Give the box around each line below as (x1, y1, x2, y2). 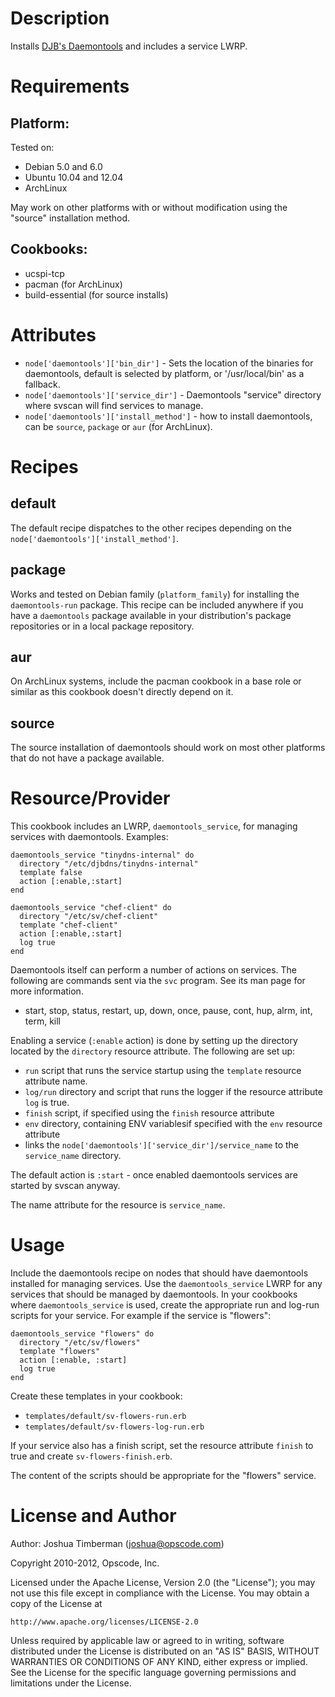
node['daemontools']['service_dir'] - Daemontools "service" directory (24, 388, 322, 401)
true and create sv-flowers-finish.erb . (10, 1450, 173, 1462)
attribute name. (24, 1075, 88, 1087)
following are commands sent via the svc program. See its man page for (10, 975, 306, 987)
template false (19, 868, 83, 878)
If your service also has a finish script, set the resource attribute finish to (10, 1440, 314, 1451)
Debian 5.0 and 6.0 (24, 160, 103, 172)
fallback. (24, 378, 61, 390)
